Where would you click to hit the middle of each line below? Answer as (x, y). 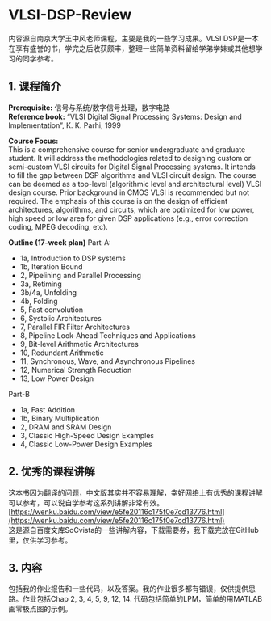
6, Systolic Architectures (61, 318)
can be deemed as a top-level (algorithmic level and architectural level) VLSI (135, 184)
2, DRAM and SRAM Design (66, 427)
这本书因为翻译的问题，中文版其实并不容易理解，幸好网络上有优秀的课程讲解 (135, 492)
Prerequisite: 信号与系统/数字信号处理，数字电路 (90, 108)
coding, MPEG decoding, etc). (58, 226)
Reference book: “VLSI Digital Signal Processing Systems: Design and (125, 116)
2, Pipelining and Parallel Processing (81, 275)
